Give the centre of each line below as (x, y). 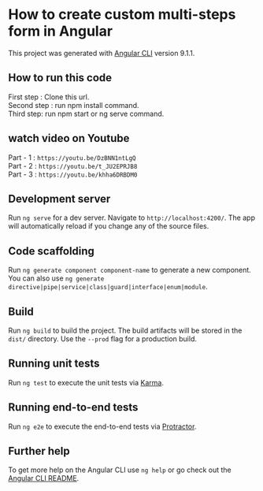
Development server (59, 199)
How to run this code (60, 78)
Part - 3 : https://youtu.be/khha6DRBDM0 (73, 174)
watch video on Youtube (69, 138)
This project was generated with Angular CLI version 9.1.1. (102, 53)
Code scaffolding (51, 251)
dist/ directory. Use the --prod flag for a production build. (102, 339)
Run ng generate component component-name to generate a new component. (130, 270)
